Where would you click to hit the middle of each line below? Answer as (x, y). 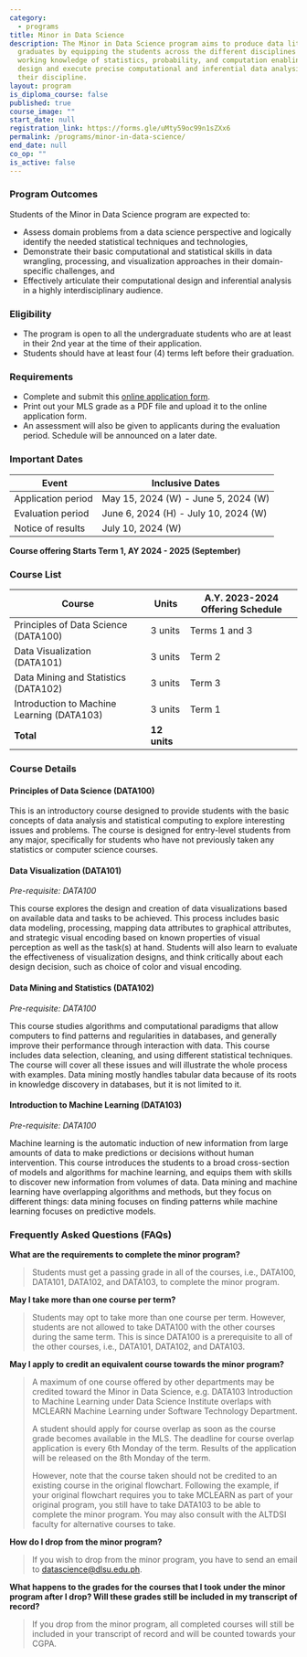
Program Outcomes (54, 195)
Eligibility (31, 313)
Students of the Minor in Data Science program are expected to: (130, 214)
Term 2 (206, 656)
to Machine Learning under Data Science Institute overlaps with (151, 1402)
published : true (40, 103)
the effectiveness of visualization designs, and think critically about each (146, 957)
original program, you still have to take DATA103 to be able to (146, 1505)
